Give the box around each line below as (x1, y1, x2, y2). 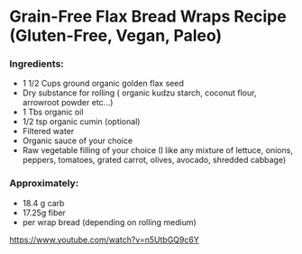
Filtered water (22, 126, 75, 137)
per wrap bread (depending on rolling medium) (22, 216, 197, 227)
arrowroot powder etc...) (22, 97, 114, 108)
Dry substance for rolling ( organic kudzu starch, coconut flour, (22, 87, 257, 98)
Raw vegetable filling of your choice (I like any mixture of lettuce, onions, (22, 145, 293, 156)
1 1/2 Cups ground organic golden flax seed (22, 78, 185, 89)
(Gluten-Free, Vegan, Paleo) (9, 25, 223, 46)
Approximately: (9, 177, 79, 190)
